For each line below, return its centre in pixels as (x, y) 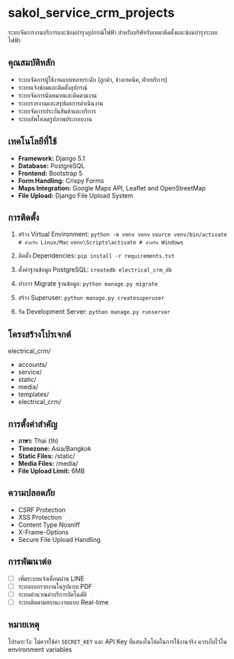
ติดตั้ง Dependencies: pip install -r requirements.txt (96, 256)
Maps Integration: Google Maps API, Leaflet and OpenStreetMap (112, 188)
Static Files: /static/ (46, 456)
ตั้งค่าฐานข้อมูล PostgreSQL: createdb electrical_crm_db (95, 270)
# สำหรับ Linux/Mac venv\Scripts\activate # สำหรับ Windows (101, 243)
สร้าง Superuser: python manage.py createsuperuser (91, 298)
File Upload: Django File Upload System (75, 195)
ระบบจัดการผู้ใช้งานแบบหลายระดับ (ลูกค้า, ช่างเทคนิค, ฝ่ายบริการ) (93, 79)
